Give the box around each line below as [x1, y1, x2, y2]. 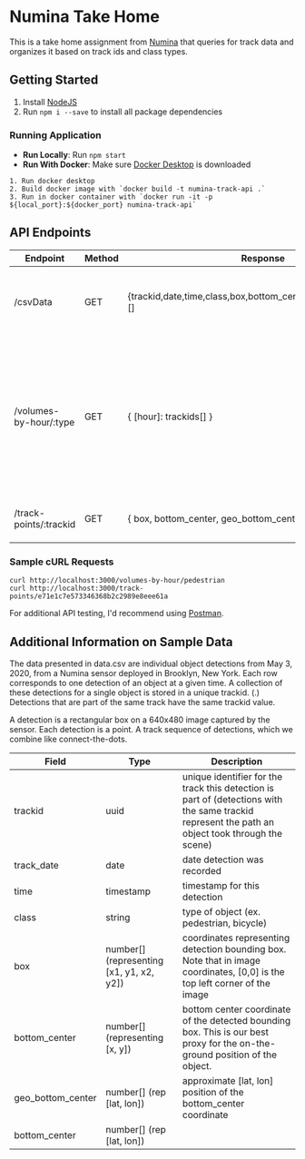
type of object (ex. [182, 905, 261, 918]
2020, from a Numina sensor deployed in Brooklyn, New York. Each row [9, 667, 279, 678]
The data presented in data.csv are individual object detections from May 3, [9, 658, 293, 669]
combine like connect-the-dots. [9, 733, 128, 744]
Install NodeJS [22, 96, 78, 107]
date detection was [182, 853, 264, 866]
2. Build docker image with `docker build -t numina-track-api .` [9, 184, 266, 194]
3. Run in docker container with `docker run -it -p [9, 192, 213, 201]
